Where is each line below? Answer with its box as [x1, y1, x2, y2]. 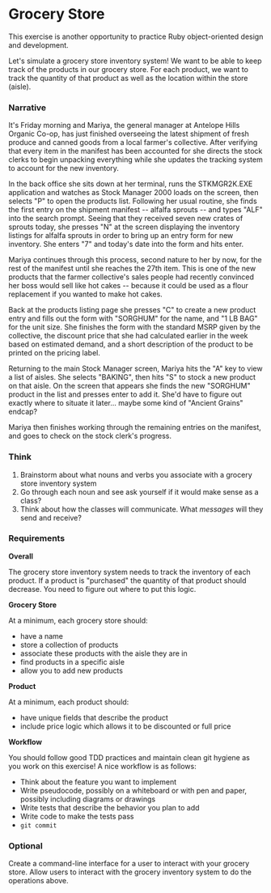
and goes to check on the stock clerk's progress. [8, 431, 172, 441]
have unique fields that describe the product [19, 712, 168, 722]
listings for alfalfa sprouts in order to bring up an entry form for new [8, 231, 234, 240]
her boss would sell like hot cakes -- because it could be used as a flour [8, 281, 248, 291]
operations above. [8, 876, 69, 886]
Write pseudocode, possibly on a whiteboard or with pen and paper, [19, 785, 248, 795]
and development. [8, 40, 69, 49]
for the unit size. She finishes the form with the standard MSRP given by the [8, 322, 261, 332]
